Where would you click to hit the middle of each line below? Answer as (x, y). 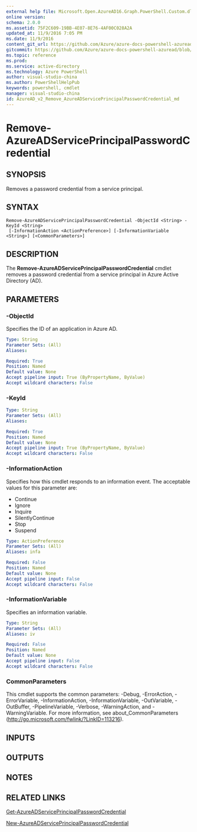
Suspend (26, 530)
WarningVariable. (27, 713)
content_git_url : (27, 45)
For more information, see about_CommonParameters (114, 713)
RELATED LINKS (36, 798)
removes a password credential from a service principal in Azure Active (92, 274)
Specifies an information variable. (47, 612)
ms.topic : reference (31, 55)
